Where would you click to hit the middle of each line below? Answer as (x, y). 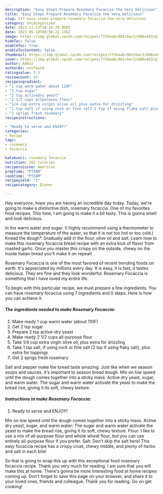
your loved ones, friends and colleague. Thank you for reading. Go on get (78, 481)
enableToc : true (21, 46)
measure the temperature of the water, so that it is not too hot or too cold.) (79, 233)
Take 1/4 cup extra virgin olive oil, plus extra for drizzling (68, 342)
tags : (10, 140)
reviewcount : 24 (21, 77)
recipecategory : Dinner (29, 185)
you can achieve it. (24, 298)
